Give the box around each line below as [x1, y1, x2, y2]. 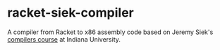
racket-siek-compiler [7, 5, 134, 21]
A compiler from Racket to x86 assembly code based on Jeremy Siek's [7, 28, 214, 36]
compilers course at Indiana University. [7, 35, 121, 43]
